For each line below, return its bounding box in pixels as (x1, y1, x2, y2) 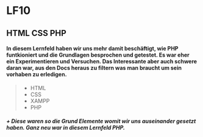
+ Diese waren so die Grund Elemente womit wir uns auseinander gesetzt (6, 118, 196, 125)
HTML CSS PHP (6, 28, 67, 38)
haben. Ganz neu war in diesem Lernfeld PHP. (6, 124, 125, 132)
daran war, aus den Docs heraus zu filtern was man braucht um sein (6, 65, 182, 72)
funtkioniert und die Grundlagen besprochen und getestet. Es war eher (6, 51, 190, 58)
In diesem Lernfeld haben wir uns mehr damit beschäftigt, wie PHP (6, 45, 179, 52)
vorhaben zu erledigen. (6, 71, 67, 78)
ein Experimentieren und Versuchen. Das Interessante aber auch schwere (6, 58, 197, 65)
